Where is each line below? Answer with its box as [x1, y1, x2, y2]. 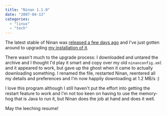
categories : [5, 16, 30, 21]
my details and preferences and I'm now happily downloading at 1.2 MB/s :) [5, 76, 160, 82]
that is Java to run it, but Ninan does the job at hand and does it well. [14, 96, 156, 102]
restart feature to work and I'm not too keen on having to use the [5, 91, 138, 97]
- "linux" [9, 21, 30, 26]
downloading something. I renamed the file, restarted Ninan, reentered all [5, 70, 156, 76]
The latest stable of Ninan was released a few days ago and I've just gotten [5, 39, 160, 45]
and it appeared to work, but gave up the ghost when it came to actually [5, 65, 153, 71]
